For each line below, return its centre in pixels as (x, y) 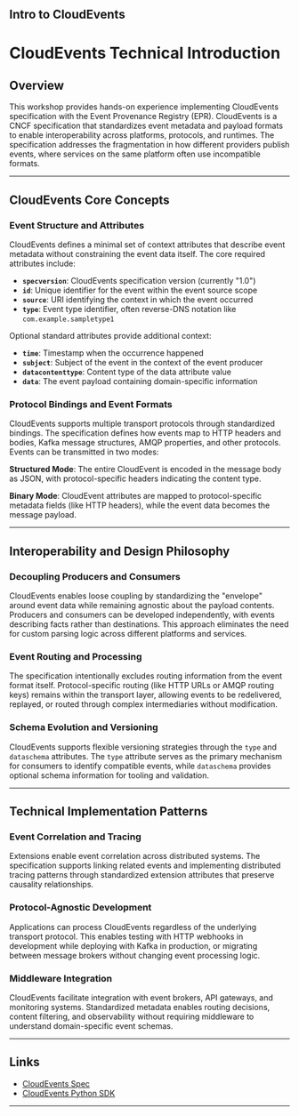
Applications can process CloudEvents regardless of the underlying (133, 927)
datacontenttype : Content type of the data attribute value (126, 372)
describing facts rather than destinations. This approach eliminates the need (149, 624)
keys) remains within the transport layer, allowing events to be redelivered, (145, 695)
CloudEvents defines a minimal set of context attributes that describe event (147, 245)
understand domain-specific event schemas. (91, 1025)
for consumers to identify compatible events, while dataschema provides (140, 766)
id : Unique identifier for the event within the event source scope (140, 290)
